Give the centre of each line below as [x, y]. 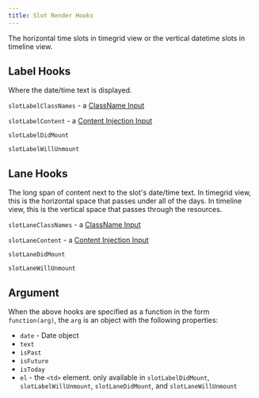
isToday [32, 370]
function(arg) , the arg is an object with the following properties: [113, 320]
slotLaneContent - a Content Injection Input [78, 240]
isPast [30, 353]
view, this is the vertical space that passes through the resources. [115, 210]
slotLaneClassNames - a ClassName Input [74, 225]
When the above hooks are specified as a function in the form [109, 312]
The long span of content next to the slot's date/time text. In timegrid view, [130, 193]
